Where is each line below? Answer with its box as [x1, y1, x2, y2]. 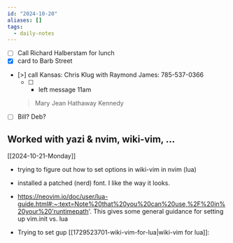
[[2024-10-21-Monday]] [7, 152, 76, 161]
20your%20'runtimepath [17, 207, 89, 216]
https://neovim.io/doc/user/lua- [17, 193, 108, 201]
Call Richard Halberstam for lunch [17, 49, 115, 57]
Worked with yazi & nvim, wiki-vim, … [7, 133, 176, 145]
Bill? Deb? [17, 112, 47, 121]
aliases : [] [7, 17, 42, 24]
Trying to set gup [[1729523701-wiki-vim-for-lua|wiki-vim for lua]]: [17, 228, 210, 237]
